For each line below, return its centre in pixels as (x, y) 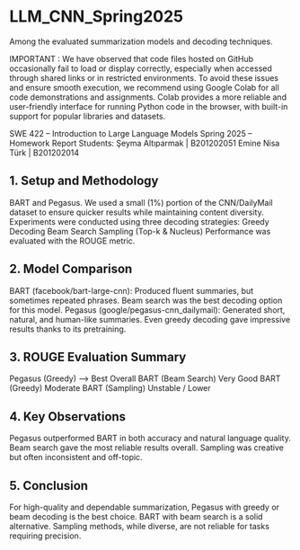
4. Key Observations (68, 417)
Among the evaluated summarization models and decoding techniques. (141, 41)
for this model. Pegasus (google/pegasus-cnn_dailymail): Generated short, (147, 310)
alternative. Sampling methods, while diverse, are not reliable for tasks (139, 526)
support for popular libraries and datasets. (88, 116)
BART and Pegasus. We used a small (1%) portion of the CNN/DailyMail (141, 202)
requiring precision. (45, 536)
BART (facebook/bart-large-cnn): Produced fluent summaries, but (132, 290)
